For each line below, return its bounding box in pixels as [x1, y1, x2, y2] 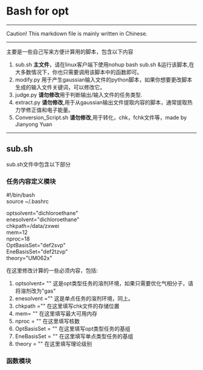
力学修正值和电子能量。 [14, 106, 74, 113]
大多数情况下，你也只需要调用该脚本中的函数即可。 [14, 68, 143, 76]
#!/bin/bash [6, 192, 35, 199]
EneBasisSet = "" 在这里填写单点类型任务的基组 [14, 333, 134, 340]
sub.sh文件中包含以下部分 [6, 160, 71, 167]
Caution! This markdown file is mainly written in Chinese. [6, 30, 148, 37]
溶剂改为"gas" [20, 287, 56, 294]
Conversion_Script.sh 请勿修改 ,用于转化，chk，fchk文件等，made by [14, 114, 187, 121]
